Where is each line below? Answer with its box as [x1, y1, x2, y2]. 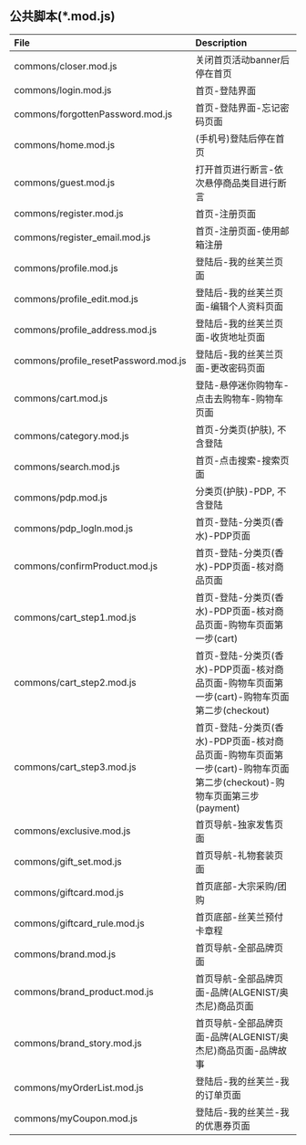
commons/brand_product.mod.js [14, 985, 155, 998]
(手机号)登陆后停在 [195, 131, 276, 144]
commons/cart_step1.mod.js [14, 611, 137, 624]
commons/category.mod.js [14, 429, 129, 442]
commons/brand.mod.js [14, 948, 117, 961]
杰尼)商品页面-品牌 [195, 1044, 279, 1056]
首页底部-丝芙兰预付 [195, 910, 284, 923]
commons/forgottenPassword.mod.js [14, 108, 173, 121]
